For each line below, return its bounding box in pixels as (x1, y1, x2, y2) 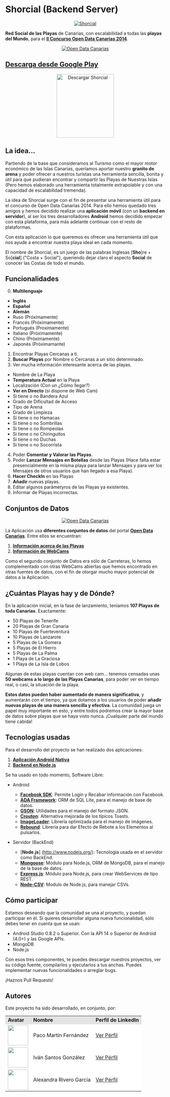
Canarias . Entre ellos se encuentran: (5, 533, 82, 539)
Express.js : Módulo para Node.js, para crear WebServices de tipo (20, 870, 158, 876)
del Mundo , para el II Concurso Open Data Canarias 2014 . (5, 36, 128, 42)
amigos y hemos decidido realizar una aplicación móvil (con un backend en (5, 207, 165, 214)
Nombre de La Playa (12, 372, 55, 378)
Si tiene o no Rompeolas (12, 425, 63, 432)
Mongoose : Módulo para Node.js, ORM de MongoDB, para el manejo (20, 860, 165, 866)
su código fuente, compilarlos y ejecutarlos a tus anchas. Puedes (5, 962, 142, 968)
